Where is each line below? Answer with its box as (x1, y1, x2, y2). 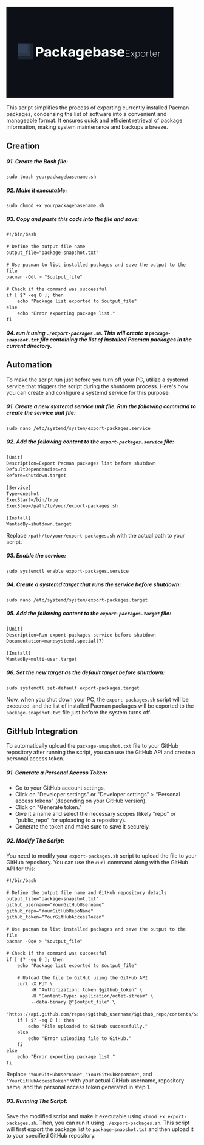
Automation (6, 360, 52, 371)
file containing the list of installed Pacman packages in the (40, 335, 192, 343)
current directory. (6, 342, 53, 349)
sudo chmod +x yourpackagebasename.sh (6, 203, 104, 209)
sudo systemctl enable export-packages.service (6, 568, 129, 574)
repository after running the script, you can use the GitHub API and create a (6, 748, 195, 756)
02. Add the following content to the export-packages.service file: (6, 438, 174, 445)
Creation (6, 141, 40, 151)
